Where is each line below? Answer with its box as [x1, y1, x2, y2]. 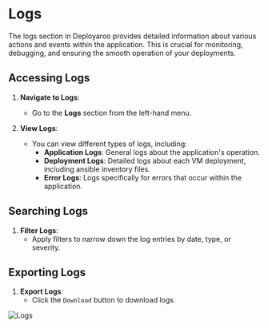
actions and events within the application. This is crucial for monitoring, [8, 39, 243, 49]
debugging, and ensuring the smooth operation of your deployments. [8, 48, 236, 57]
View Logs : [19, 123, 58, 132]
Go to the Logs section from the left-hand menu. [31, 108, 192, 117]
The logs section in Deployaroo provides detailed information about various [8, 31, 257, 41]
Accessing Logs [8, 71, 90, 85]
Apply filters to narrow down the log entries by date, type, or [31, 234, 232, 243]
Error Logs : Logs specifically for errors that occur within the [43, 172, 242, 182]
